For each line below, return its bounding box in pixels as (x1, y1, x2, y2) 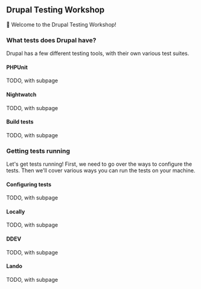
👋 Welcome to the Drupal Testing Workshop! (6, 21, 116, 28)
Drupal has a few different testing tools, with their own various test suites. (6, 50, 190, 57)
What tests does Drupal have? (6, 36, 97, 44)
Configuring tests (6, 181, 52, 188)
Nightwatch (6, 91, 37, 98)
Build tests (6, 118, 34, 126)
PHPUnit (6, 63, 28, 71)
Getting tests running (6, 146, 71, 155)
